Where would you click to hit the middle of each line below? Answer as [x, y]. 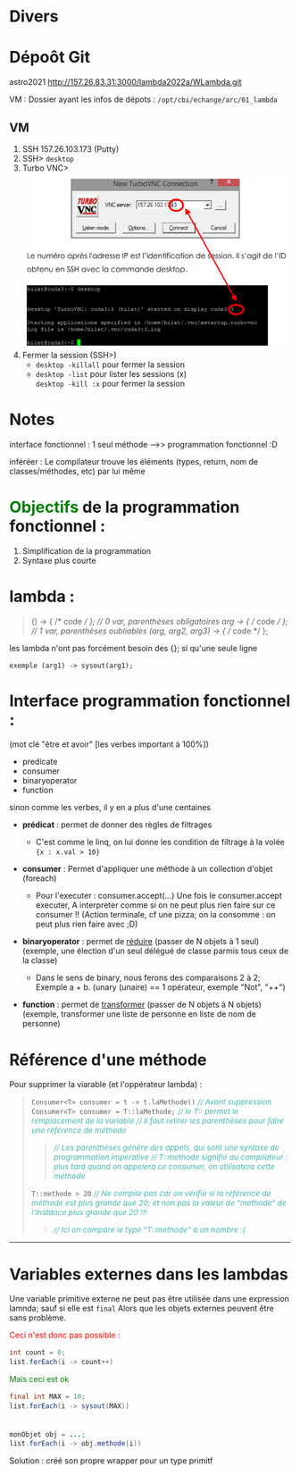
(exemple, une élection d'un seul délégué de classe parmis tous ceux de [155, 951]
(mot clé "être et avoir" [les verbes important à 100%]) [109, 744]
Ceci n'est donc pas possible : [65, 1335]
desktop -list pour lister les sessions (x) [111, 373]
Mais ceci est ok [39, 1379]
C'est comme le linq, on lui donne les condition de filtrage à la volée [160, 842]
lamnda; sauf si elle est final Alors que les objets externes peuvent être [142, 1308]
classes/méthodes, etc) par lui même [77, 471]
